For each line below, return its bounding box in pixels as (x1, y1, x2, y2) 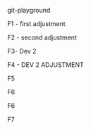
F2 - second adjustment (7, 33, 78, 42)
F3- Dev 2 (7, 47, 37, 55)
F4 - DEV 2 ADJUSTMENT (7, 61, 84, 69)
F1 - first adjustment (7, 20, 66, 27)
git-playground (7, 6, 51, 14)
